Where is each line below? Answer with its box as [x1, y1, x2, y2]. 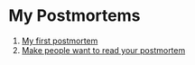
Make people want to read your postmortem [21, 44, 186, 55]
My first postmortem [21, 35, 98, 46]
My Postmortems [8, 5, 141, 26]
